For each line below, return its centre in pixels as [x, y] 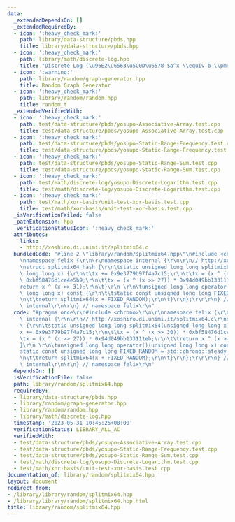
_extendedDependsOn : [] [48, 20]
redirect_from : [29, 488]
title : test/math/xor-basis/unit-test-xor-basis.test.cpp [106, 209]
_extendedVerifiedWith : [48, 111]
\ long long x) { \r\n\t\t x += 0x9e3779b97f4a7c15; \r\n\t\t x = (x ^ [120, 273]
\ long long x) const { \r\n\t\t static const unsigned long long [115, 293]
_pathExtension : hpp [43, 222]
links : [29, 241]
